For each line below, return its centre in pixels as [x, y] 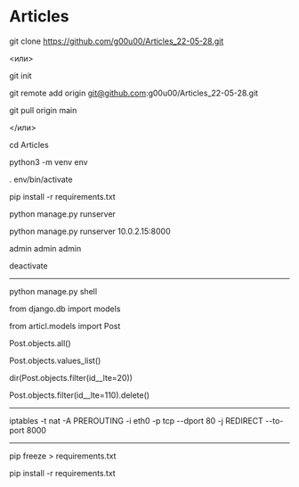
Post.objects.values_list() [55, 360]
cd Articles [29, 144]
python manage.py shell [53, 291]
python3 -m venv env [48, 161]
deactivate [28, 266]
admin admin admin [45, 248]
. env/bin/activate [41, 179]
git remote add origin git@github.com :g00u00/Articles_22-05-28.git [134, 93]
